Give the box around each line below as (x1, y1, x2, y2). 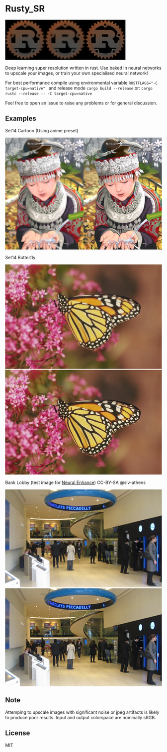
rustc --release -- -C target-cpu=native (5, 91, 92, 96)
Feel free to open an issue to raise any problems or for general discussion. (5, 100, 158, 106)
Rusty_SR (5, 3, 45, 14)
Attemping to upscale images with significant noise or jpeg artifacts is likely (5, 709, 160, 715)
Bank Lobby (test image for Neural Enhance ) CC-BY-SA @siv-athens (5, 479, 146, 485)
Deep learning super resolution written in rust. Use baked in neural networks (5, 65, 162, 71)
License (5, 729, 30, 738)
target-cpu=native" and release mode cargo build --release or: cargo (5, 85, 153, 91)
